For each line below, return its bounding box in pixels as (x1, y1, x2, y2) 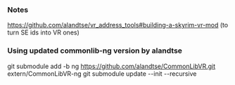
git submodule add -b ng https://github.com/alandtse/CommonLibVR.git (7, 62, 216, 70)
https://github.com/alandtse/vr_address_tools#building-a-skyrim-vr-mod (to (7, 21, 229, 30)
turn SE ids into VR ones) (7, 28, 80, 37)
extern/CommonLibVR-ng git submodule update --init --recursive (7, 69, 197, 78)
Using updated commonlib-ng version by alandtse (7, 46, 183, 55)
